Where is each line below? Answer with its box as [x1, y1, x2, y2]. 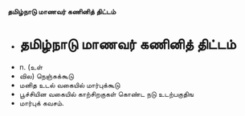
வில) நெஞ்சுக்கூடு [18, 71, 74, 81]
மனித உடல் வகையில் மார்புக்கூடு [18, 80, 120, 90]
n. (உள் [18, 62, 43, 71]
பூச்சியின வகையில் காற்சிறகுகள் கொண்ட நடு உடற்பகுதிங [18, 89, 194, 98]
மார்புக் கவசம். [18, 98, 65, 107]
